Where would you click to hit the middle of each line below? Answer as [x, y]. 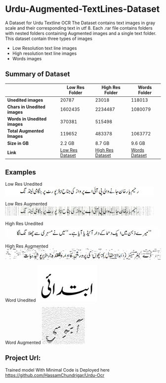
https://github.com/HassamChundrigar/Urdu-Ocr [55, 375]
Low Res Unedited [24, 184]
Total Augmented [25, 131]
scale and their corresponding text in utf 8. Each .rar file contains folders [79, 28]
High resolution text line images [44, 53]
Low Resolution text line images [44, 48]
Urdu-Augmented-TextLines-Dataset [83, 9]
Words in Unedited [27, 119]
